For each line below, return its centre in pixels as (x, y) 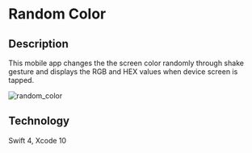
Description (38, 44)
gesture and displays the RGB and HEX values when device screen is (123, 72)
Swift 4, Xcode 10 (38, 140)
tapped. (21, 80)
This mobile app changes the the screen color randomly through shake (126, 63)
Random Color (57, 14)
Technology (39, 121)
